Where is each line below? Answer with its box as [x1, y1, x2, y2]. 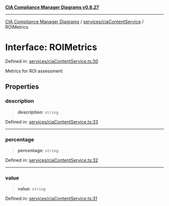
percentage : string [17, 147, 59, 153]
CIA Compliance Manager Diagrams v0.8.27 [5, 5, 99, 10]
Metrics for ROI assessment [5, 68, 63, 74]
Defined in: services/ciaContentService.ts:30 [5, 58, 99, 64]
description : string [17, 109, 59, 115]
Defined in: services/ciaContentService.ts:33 [5, 119, 99, 125]
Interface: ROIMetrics [5, 42, 98, 53]
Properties [5, 82, 39, 91]
